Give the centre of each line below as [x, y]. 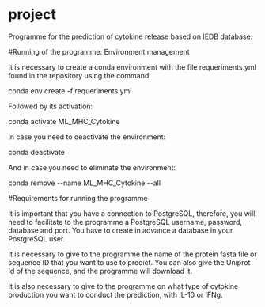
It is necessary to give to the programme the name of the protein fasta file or [132, 254]
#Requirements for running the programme [78, 198]
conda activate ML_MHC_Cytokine [64, 121]
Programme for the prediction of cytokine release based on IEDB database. [131, 36]
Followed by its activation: [51, 106]
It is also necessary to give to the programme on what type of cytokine [123, 286]
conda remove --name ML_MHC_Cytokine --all [84, 183]
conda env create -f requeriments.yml [70, 91]
